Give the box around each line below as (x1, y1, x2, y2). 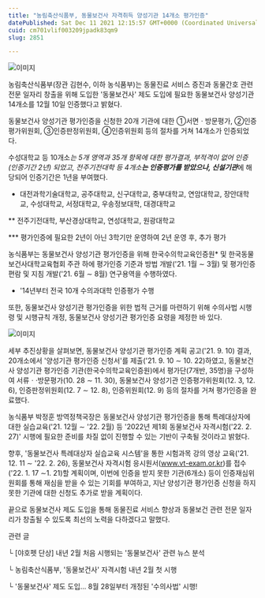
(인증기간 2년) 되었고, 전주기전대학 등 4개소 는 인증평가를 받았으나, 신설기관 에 (8, 163, 244, 172)
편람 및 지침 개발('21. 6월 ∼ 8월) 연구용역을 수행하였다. (8, 269, 177, 278)
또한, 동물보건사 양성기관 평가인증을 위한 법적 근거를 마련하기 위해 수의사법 (8, 303, 238, 312)
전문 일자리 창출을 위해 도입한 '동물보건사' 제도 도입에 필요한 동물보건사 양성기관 (8, 90, 255, 99)
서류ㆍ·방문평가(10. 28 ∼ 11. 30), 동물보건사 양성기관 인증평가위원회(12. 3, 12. (16, 376, 256, 385)
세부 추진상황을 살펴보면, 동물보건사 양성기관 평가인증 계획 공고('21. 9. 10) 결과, (8, 346, 252, 356)
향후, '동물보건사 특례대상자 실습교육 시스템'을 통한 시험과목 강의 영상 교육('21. (8, 449, 249, 458)
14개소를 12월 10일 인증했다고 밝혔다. (8, 99, 122, 109)
